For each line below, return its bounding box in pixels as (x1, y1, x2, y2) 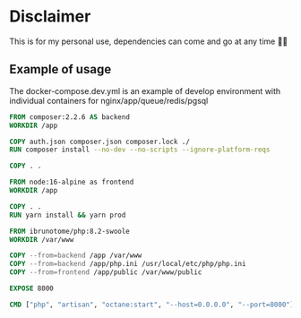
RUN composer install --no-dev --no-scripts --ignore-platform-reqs (9, 145, 271, 154)
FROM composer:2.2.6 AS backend (9, 112, 130, 122)
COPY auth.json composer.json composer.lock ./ (9, 137, 191, 146)
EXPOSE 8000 (9, 284, 54, 293)
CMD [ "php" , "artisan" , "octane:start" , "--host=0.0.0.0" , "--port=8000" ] (9, 300, 295, 309)
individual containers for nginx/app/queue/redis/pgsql (9, 95, 209, 106)
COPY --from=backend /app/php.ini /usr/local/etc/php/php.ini (9, 260, 246, 269)
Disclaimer (9, 6, 91, 27)
